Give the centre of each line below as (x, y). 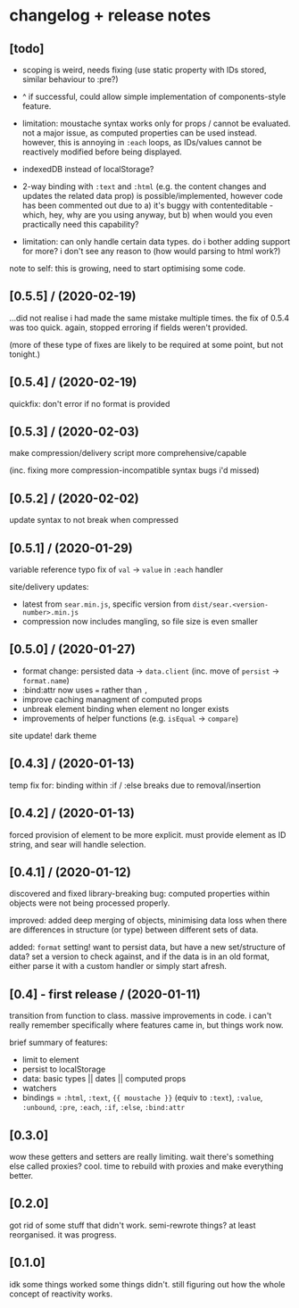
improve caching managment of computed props (112, 699)
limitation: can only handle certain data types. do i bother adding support (156, 241)
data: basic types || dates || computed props (104, 1079)
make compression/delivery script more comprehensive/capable (128, 453)
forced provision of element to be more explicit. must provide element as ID (148, 834)
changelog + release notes (110, 16)
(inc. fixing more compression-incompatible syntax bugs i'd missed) (135, 470)
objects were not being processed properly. (90, 903)
